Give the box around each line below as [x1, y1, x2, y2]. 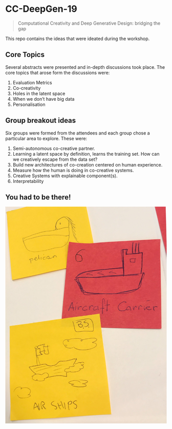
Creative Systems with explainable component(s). [12, 173, 118, 179]
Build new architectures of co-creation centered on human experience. [12, 161, 163, 167]
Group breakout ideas [5, 116, 76, 125]
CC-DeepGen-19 [5, 3, 78, 15]
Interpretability [12, 178, 44, 184]
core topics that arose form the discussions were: [5, 69, 110, 76]
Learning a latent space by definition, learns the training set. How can [12, 151, 160, 157]
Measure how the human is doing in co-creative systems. [12, 167, 134, 173]
